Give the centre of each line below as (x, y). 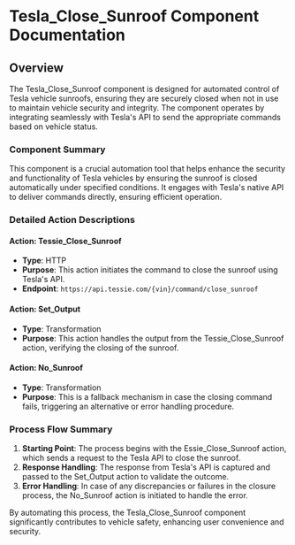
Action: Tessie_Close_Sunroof (65, 241)
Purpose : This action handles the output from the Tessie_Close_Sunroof (153, 338)
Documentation (68, 35)
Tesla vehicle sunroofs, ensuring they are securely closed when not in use (144, 98)
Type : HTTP (44, 261)
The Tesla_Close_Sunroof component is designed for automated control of (144, 89)
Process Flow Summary (61, 429)
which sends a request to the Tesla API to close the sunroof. (131, 458)
